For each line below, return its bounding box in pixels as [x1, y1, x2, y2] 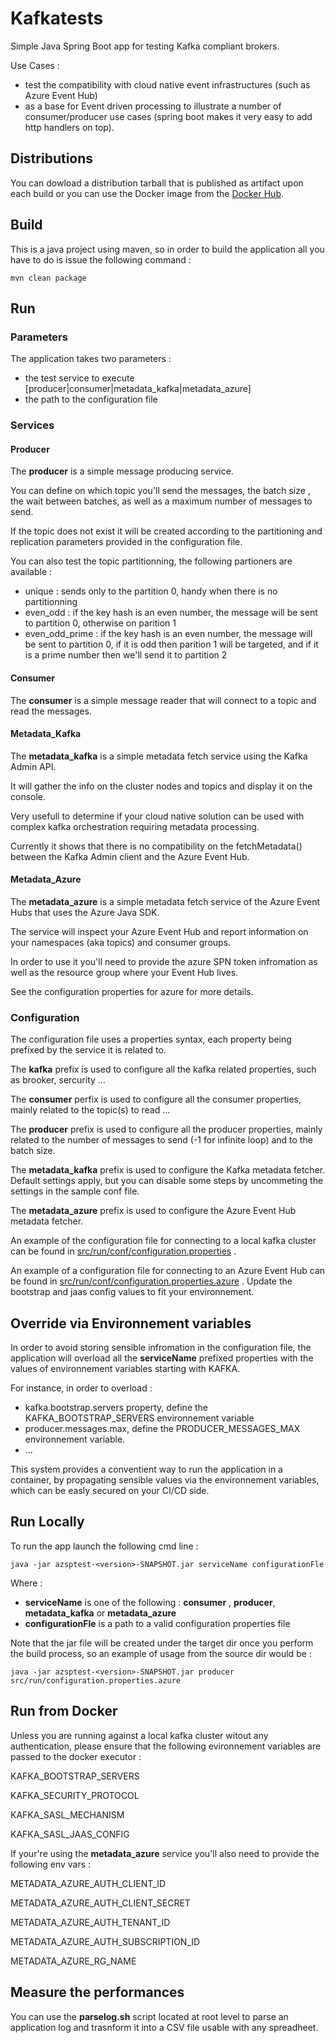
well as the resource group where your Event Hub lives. [10, 966, 239, 978]
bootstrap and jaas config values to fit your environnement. [10, 1286, 255, 1298]
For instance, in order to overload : [10, 1382, 153, 1394]
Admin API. [10, 760, 57, 772]
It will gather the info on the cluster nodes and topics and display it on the [10, 780, 313, 792]
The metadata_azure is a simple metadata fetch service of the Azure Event [10, 895, 321, 907]
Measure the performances [10, 1984, 185, 2001]
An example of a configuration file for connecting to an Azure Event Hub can [10, 1265, 326, 1277]
